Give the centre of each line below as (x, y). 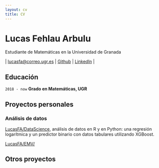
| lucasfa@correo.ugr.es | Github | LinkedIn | (50, 61)
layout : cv (16, 10)
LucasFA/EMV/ (20, 143)
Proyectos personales (39, 104)
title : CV (15, 14)
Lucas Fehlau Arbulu (48, 39)
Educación (22, 77)
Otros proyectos (30, 159)
